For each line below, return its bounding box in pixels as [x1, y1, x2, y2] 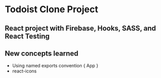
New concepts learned [5, 49, 79, 58]
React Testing [5, 32, 50, 40]
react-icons [12, 68, 37, 74]
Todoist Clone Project [5, 4, 98, 15]
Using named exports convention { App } [12, 63, 99, 69]
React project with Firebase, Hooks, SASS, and [5, 24, 156, 33]
